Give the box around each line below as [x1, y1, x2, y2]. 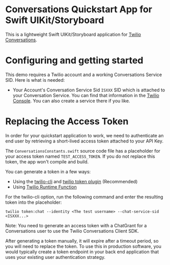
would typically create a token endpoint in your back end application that [5, 249, 159, 255]
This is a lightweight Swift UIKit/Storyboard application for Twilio [5, 31, 141, 37]
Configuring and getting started [5, 55, 143, 66]
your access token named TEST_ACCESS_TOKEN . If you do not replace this [5, 153, 155, 159]
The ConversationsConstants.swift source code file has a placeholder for [5, 148, 160, 154]
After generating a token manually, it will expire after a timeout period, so [5, 237, 159, 244]
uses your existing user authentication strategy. [5, 254, 106, 260]
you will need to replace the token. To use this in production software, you [5, 243, 162, 249]
